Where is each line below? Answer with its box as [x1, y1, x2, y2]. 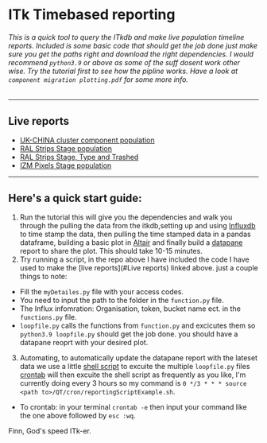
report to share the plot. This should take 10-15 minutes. [19, 247, 203, 256]
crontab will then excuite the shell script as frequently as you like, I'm [19, 370, 246, 379]
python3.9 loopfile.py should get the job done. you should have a [19, 329, 238, 339]
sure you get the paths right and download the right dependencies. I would [8, 49, 254, 59]
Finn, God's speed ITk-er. [8, 426, 91, 436]
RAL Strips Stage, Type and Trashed [19, 153, 139, 162]
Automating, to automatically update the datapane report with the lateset [19, 353, 258, 363]
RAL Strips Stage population [19, 144, 113, 153]
